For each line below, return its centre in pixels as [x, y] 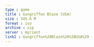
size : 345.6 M [21, 19]
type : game [17, 10]
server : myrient [23, 32]
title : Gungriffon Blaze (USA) [38, 14]
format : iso [18, 23]
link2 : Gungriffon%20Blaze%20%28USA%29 [47, 37]
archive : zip [20, 28]
